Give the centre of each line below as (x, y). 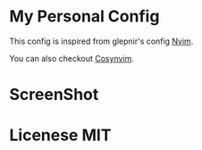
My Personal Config (84, 17)
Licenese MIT (60, 135)
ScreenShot (54, 95)
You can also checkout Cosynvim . (72, 58)
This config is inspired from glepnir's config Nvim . (101, 41)
